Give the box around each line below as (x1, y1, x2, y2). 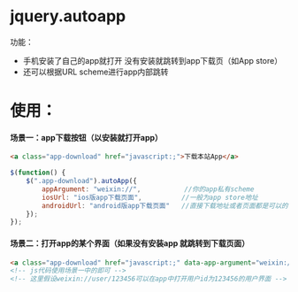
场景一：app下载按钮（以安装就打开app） (10, 132, 163, 142)
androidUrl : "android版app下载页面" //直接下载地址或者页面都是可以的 (42, 201, 288, 210)
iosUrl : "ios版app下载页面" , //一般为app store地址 (42, 193, 259, 202)
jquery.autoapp (10, 6, 126, 27)
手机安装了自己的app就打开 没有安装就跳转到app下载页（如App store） (22, 55, 282, 65)
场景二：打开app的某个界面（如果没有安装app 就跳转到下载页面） (10, 237, 250, 249)
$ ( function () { (10, 168, 66, 178)
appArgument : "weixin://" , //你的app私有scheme (42, 184, 255, 194)
